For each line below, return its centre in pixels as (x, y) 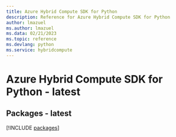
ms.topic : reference (32, 39)
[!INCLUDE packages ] (33, 128)
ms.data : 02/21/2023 (32, 34)
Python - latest (43, 92)
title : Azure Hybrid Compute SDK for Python (62, 12)
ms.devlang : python (30, 45)
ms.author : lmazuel (30, 28)
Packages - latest (39, 114)
